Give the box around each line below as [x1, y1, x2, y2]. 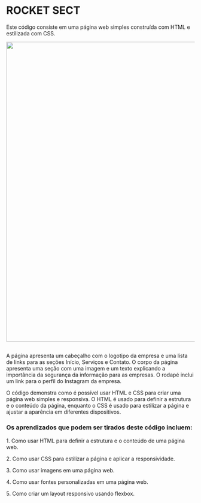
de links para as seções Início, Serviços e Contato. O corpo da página [6, 359, 178, 366]
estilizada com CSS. [6, 29, 56, 37]
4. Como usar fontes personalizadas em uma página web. [6, 478, 148, 486]
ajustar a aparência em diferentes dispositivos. [6, 408, 121, 415]
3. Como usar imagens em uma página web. [6, 466, 115, 474]
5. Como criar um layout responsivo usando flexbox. [6, 490, 135, 497]
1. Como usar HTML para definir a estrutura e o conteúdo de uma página [6, 437, 185, 444]
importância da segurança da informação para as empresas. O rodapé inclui [6, 371, 194, 378]
